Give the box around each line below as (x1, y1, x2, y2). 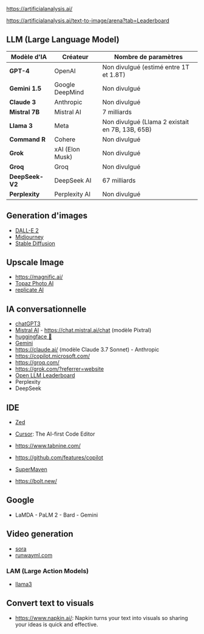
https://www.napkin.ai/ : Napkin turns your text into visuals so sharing (15, 614, 188, 621)
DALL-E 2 (15, 226, 39, 234)
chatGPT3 (15, 320, 41, 327)
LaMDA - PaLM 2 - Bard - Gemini (15, 511, 98, 518)
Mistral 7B (9, 108, 40, 116)
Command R (9, 135, 46, 144)
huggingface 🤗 (15, 333, 52, 340)
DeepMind (54, 88, 84, 96)
